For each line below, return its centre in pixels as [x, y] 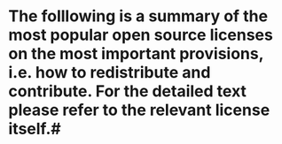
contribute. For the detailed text [128, 91]
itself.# [35, 129]
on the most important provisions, [136, 54]
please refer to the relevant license [139, 110]
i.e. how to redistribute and [110, 73]
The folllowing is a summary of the [138, 16]
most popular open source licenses [141, 35]
